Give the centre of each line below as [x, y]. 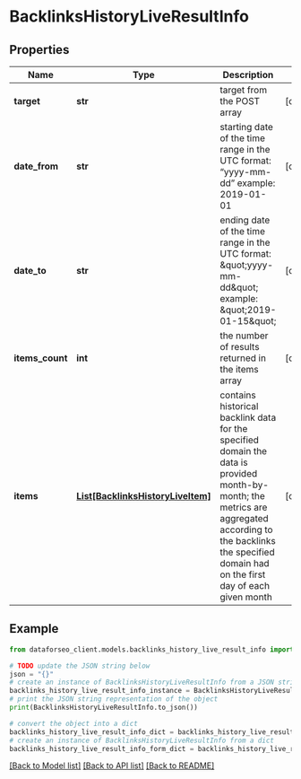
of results [239, 347]
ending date [245, 220]
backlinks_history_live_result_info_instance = [100, 691]
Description [248, 75]
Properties [39, 50]
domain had [245, 563]
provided [238, 473]
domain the [243, 451]
